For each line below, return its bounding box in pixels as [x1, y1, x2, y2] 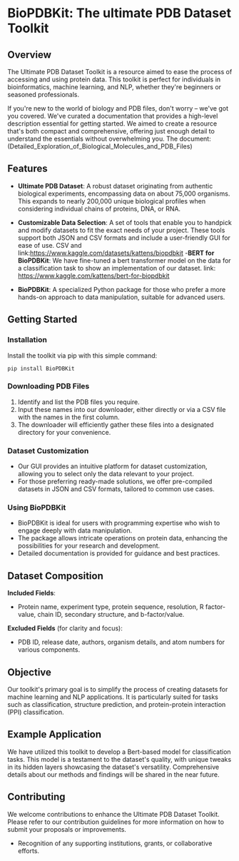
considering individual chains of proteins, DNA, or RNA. [17, 204, 180, 213]
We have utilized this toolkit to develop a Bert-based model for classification [7, 747, 231, 756]
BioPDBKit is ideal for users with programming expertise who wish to [17, 519, 220, 528]
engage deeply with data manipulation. [17, 526, 133, 535]
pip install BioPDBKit [7, 365, 75, 372]
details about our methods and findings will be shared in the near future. [7, 770, 220, 779]
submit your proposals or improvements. [7, 825, 127, 833]
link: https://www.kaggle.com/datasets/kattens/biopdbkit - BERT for [17, 248, 215, 257]
